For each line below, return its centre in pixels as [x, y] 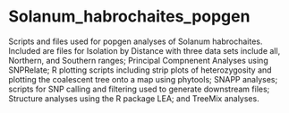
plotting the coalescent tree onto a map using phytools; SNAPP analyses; [143, 79]
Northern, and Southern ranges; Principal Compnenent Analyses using [139, 60]
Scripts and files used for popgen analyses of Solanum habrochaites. [136, 41]
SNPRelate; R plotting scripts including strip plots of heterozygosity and [140, 70]
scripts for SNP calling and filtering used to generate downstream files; [139, 89]
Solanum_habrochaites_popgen [129, 17]
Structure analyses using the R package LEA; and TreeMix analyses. [134, 98]
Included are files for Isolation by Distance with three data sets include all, [144, 50]
